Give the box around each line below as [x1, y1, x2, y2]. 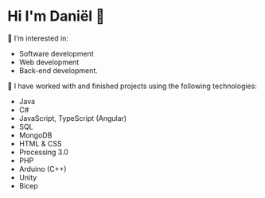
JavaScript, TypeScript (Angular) [18, 113, 127, 122]
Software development [18, 49, 94, 58]
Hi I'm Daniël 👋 [7, 7, 105, 25]
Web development [18, 57, 80, 67]
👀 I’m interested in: [7, 33, 69, 43]
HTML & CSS [18, 138, 62, 148]
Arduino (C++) [18, 164, 67, 173]
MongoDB [18, 130, 53, 140]
